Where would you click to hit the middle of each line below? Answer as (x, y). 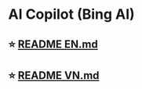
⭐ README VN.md (54, 75)
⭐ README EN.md (53, 44)
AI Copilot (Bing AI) (71, 14)
